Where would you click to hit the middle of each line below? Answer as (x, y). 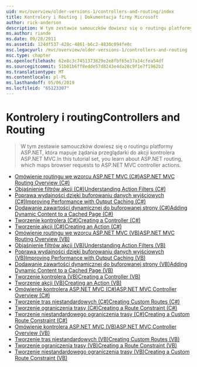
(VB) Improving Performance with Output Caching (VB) (80, 257)
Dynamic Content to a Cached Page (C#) (64, 214)
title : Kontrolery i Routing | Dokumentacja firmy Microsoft (82, 17)
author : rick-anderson (34, 22)
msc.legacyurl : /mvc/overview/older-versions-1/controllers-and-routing (97, 50)
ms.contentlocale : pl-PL (36, 77)
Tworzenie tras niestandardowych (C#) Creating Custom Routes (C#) (97, 302)
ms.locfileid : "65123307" (38, 88)
